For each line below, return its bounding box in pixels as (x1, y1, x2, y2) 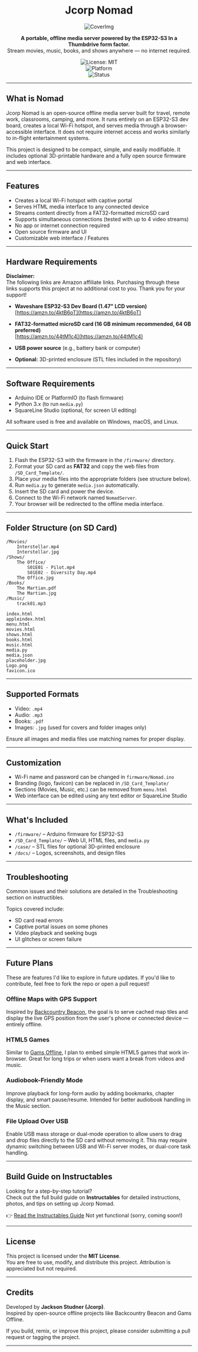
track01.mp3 (16, 600, 46, 607)
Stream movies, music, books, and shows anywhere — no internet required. (6, 47, 192, 54)
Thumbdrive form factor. (68, 41, 130, 48)
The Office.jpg (16, 575, 54, 581)
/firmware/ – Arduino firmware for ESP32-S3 (14, 830, 124, 838)
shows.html (6, 631, 33, 637)
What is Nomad (6, 94, 64, 104)
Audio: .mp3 (14, 711, 43, 718)
